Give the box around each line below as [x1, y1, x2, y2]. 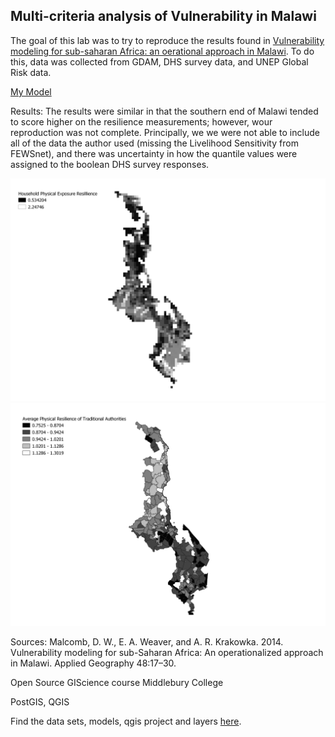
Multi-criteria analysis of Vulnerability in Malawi [10, 8, 317, 25]
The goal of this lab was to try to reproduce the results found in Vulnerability [10, 34, 325, 46]
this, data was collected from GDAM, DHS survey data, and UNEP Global [10, 55, 309, 68]
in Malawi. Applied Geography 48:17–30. [10, 657, 177, 669]
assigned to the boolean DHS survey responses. [10, 158, 210, 170]
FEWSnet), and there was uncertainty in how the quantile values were [10, 147, 298, 159]
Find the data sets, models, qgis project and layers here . [10, 715, 242, 727]
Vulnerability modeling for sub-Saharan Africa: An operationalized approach [10, 646, 324, 658]
